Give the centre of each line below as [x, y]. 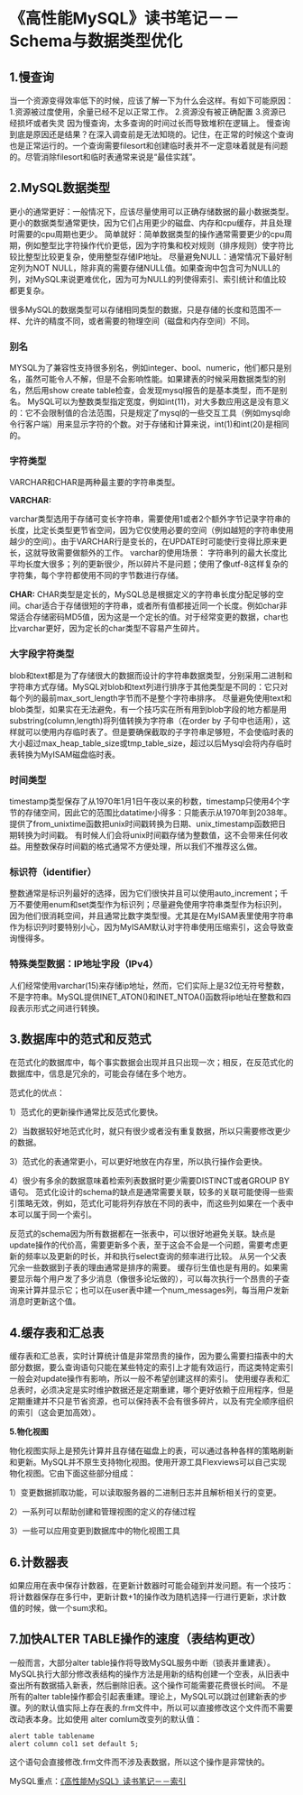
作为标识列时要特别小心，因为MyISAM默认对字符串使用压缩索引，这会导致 [147, 927]
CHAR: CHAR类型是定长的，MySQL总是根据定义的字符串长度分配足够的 [143, 594]
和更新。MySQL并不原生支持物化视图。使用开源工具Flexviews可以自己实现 [148, 1462]
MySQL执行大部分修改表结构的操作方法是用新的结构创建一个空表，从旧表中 [150, 1673]
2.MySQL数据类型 [60, 188]
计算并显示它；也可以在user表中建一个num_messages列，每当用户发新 [157, 1290]
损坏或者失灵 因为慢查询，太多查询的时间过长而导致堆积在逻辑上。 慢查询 [153, 123]
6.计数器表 [39, 1562]
